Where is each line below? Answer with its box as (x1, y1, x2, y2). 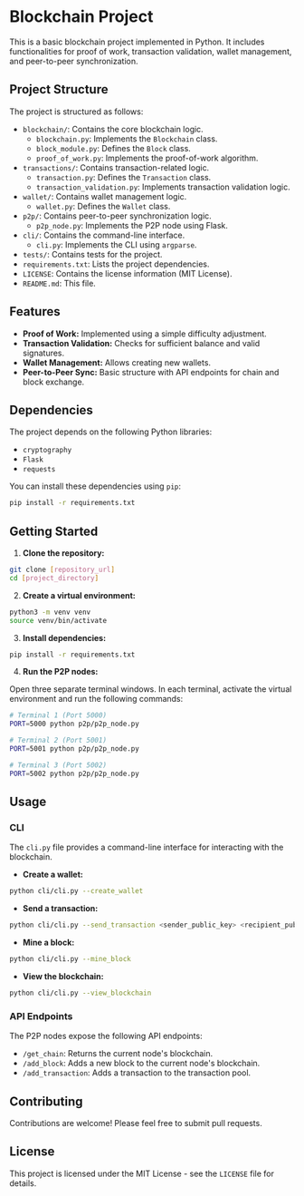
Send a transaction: (22, 903, 99, 914)
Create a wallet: (22, 869, 83, 880)
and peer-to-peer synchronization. (9, 55, 138, 66)
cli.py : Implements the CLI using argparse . (35, 238, 197, 250)
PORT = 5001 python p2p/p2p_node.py (9, 744, 140, 754)
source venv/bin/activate (9, 616, 107, 625)
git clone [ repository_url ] (9, 565, 116, 575)
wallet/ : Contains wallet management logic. (22, 190, 187, 201)
